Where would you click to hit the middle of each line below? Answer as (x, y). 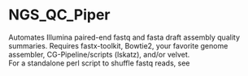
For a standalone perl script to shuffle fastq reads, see (99, 63)
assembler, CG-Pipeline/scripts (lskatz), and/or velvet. (99, 54)
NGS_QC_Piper (60, 15)
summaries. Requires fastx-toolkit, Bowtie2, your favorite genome (118, 45)
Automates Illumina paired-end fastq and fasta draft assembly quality (124, 37)
